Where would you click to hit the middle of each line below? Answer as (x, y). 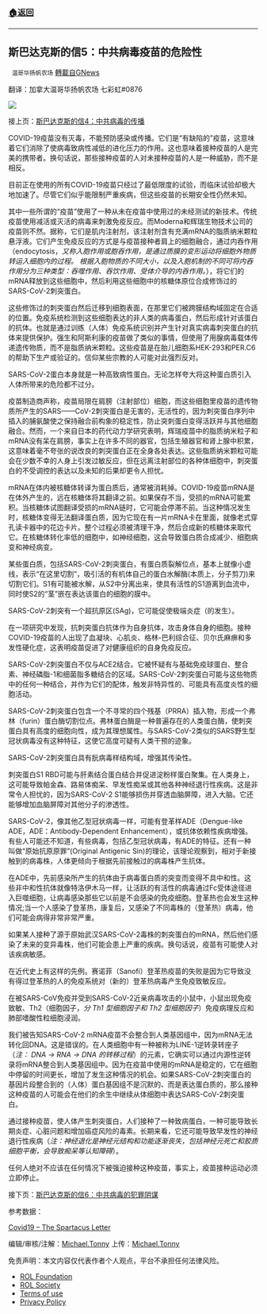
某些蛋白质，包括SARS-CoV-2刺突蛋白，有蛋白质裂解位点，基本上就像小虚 (130, 564)
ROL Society (40, 1285)
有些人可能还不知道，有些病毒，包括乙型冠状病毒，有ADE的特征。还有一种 (130, 841)
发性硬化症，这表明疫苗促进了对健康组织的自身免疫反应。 (102, 647)
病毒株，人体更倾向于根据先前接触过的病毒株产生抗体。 (119, 861)
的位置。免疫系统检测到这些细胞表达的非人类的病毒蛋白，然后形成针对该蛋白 (133, 318)
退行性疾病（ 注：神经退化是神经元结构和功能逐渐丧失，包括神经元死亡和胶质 (133, 1141)
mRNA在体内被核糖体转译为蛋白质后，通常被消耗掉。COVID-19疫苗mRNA (128, 488)
